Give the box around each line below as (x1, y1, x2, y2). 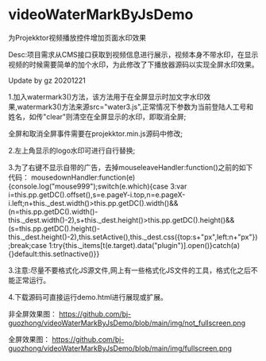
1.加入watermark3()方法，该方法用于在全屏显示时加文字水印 (8, 91, 204, 101)
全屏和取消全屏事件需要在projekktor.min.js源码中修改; (8, 129, 183, 138)
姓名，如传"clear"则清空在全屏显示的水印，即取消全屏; (8, 111, 187, 121)
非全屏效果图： (8, 309, 57, 319)
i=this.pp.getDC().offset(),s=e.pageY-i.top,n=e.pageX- (8, 189, 186, 200)
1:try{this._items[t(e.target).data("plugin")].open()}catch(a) (48, 240, 241, 250)
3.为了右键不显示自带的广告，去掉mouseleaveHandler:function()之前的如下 (8, 162, 253, 172)
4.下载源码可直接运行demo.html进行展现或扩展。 (8, 292, 168, 301)
